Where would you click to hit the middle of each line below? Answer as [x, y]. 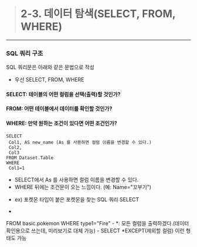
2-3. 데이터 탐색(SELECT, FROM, [98, 14]
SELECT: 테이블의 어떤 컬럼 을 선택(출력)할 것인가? [63, 94]
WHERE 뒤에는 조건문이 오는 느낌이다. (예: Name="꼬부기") [83, 187]
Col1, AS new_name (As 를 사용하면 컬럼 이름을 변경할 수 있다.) [80, 142]
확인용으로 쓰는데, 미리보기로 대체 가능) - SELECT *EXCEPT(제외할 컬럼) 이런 [95, 231]
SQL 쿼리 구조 [25, 53]
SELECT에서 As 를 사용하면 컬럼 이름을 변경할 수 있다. [77, 180]
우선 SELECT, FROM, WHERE [49, 80]
